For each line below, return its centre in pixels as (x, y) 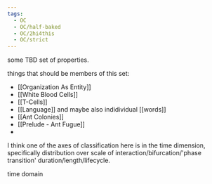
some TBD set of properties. (48, 60)
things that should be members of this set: (68, 74)
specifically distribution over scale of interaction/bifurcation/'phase (105, 153)
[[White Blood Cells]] (48, 95)
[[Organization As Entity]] (54, 87)
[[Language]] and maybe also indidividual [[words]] (92, 110)
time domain (25, 174)
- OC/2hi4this (34, 33)
